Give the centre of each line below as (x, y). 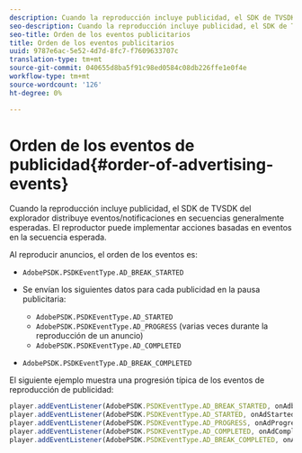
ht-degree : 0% (36, 93)
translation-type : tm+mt (56, 59)
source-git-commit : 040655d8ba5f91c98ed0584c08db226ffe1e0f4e (128, 68)
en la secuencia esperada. (58, 237)
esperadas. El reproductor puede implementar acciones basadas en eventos (151, 228)
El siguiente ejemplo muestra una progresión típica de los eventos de (137, 380)
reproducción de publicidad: (62, 390)
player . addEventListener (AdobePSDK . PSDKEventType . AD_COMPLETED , (132, 432)
